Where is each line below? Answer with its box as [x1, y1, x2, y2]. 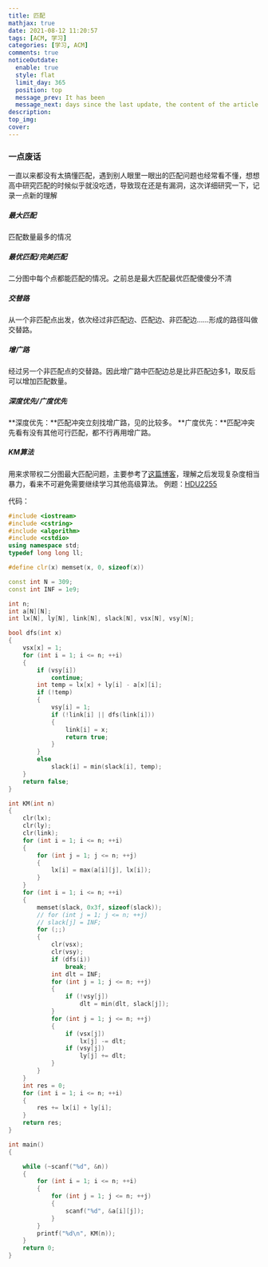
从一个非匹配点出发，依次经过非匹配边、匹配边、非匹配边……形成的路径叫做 [8, 315, 258, 324]
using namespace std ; [8, 542, 81, 550]
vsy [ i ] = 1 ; [50, 704, 91, 712]
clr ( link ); [22, 829, 59, 837]
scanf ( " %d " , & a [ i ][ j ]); [65, 1207, 145, 1215]
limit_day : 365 [15, 78, 66, 86]
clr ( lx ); [22, 814, 52, 823]
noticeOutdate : [8, 57, 59, 65]
